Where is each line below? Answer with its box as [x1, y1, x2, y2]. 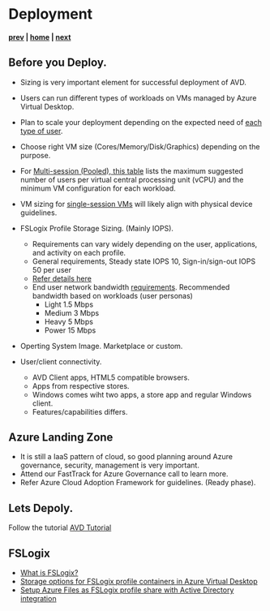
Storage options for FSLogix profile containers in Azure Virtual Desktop [19, 577, 258, 587]
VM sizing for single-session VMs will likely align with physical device [19, 199, 253, 209]
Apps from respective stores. [32, 381, 130, 390]
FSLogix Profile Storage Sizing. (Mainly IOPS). [19, 223, 174, 233]
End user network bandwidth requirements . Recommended [32, 282, 230, 292]
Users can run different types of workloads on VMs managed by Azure [19, 93, 257, 102]
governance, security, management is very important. [19, 460, 200, 471]
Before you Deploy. [8, 56, 107, 70]
